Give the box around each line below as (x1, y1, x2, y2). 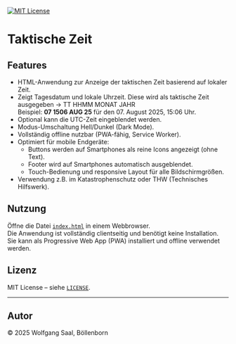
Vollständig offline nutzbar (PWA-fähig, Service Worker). (17, 130, 181, 139)
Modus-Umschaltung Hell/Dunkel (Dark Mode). (17, 123, 155, 131)
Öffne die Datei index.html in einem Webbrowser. (7, 222, 151, 230)
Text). (27, 153, 46, 161)
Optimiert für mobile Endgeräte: (17, 138, 110, 146)
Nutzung (7, 203, 47, 215)
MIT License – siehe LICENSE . (7, 283, 91, 291)
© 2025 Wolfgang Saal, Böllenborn (7, 329, 109, 337)
